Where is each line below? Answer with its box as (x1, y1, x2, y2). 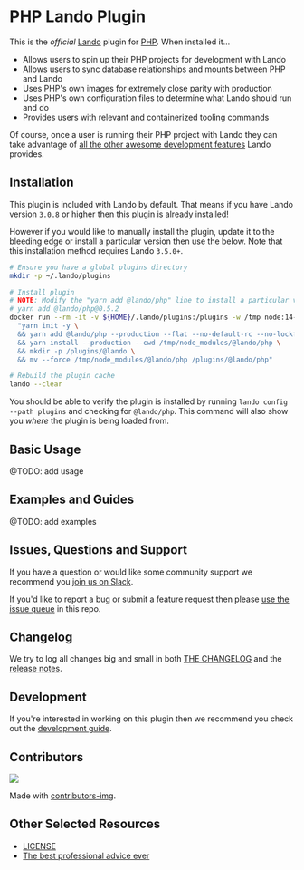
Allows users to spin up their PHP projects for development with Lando (22, 53, 287, 64)
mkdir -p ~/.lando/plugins (9, 271, 111, 280)
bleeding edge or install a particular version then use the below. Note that (9, 236, 283, 246)
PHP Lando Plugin (9, 6, 147, 27)
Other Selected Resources (9, 817, 161, 832)
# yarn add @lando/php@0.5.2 (9, 304, 119, 314)
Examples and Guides (9, 492, 134, 507)
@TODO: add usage (9, 465, 84, 477)
